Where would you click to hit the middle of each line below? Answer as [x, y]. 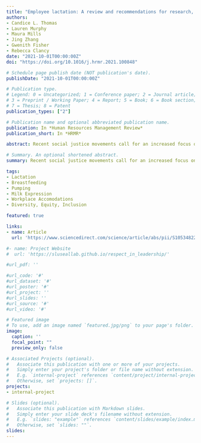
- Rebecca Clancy [28, 51]
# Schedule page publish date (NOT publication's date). [79, 73]
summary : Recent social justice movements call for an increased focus [97, 161]
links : [14, 227]
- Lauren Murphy [26, 28]
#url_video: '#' [26, 309]
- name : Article [26, 232]
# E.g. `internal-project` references [57, 375]
